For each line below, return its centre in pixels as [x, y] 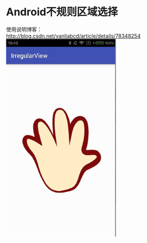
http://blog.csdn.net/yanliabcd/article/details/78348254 [73, 36]
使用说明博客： [24, 29]
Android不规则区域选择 [62, 12]
